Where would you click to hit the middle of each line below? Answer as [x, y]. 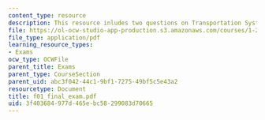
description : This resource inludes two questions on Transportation [125, 23]
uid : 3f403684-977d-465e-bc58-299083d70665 [81, 103]
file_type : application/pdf [54, 37]
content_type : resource [47, 15]
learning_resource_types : [50, 45]
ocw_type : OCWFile [38, 60]
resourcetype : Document [47, 89]
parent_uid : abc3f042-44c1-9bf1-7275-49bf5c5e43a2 [93, 81]
